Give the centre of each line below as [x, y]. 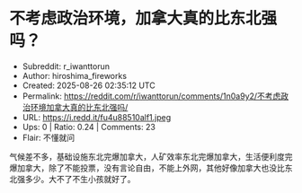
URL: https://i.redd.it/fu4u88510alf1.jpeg [97, 117]
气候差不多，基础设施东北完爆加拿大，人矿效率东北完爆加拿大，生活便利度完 [151, 156]
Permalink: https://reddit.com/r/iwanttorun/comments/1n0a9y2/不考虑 [151, 96]
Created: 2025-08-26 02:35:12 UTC [89, 85]
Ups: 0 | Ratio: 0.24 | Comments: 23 [89, 127]
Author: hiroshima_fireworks [75, 75]
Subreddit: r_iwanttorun [66, 66]
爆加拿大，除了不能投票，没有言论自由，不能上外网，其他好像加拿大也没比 [147, 168]
